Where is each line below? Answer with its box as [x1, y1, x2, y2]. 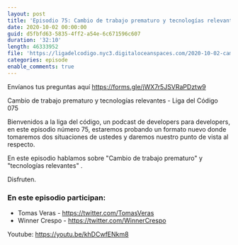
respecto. [7, 139, 35, 149]
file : [7, 50, 23, 57]
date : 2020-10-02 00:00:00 [7, 23, 87, 30]
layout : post [7, 10, 46, 18]
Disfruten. [7, 175, 37, 183]
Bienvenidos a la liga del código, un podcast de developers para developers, [7, 118, 231, 126]
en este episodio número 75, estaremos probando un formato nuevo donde [7, 125, 227, 133]
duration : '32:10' [7, 37, 62, 44]
